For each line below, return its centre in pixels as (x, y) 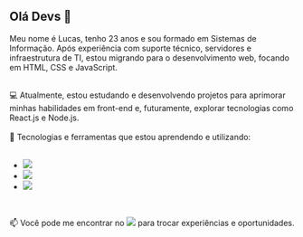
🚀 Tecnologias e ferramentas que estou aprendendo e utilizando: (130, 137)
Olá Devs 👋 (41, 17)
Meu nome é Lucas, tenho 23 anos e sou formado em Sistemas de (133, 38)
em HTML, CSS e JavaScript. (63, 67)
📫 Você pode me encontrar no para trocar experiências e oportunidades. (152, 223)
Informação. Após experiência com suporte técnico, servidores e (130, 48)
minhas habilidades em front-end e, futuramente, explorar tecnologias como (151, 108)
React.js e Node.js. (44, 118)
